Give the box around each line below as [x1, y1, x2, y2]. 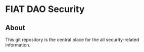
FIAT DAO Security [5, 3, 85, 15]
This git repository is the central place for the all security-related [5, 36, 139, 42]
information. [5, 42, 31, 48]
